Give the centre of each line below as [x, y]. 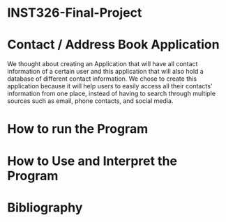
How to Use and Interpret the [92, 161]
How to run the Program [78, 129]
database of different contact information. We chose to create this [102, 79]
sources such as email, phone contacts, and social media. [90, 101]
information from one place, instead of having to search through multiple [112, 94]
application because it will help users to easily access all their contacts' [110, 86]
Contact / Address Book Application [113, 45]
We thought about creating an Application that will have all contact [103, 64]
